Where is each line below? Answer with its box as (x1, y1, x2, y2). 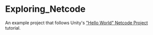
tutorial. (5, 25, 21, 31)
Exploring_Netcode (5, 3, 86, 15)
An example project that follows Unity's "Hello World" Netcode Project (5, 20, 148, 26)
